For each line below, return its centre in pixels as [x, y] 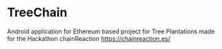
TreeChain [37, 13]
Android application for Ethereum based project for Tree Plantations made [111, 31]
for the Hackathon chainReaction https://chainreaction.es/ [89, 38]
